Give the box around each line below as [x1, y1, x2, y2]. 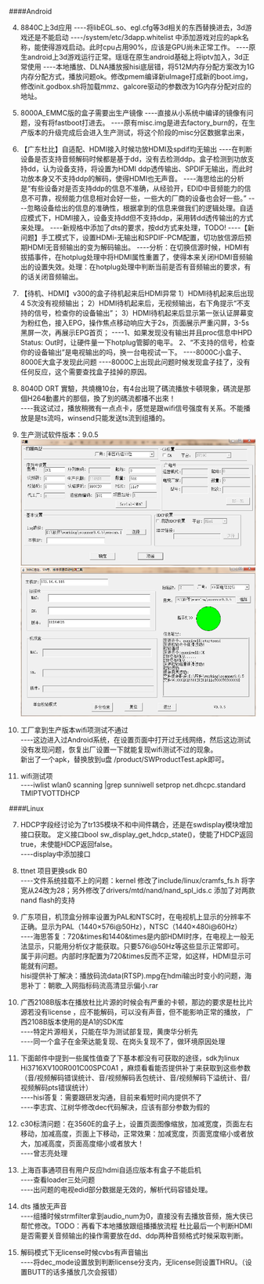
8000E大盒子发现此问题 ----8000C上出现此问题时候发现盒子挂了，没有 [20, 357, 251, 367]
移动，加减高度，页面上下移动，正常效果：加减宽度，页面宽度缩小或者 [20, 1129, 248, 1139]
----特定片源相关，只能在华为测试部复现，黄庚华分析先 [20, 1027, 198, 1037]
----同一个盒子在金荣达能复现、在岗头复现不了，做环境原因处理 [20, 1037, 226, 1046]
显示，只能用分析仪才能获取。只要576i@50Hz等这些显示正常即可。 [27, 942, 244, 951]
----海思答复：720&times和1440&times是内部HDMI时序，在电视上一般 [20, 932, 248, 941]
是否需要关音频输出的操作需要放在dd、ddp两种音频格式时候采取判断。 [20, 1231, 248, 1241]
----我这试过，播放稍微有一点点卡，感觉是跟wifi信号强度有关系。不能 [20, 403, 244, 413]
